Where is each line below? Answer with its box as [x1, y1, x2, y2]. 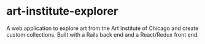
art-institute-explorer [6, 4, 118, 18]
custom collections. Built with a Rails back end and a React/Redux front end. [6, 31, 199, 38]
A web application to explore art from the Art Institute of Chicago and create [6, 24, 199, 32]
